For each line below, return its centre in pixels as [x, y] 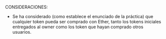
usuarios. [22, 32]
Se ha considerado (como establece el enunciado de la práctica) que [83, 16]
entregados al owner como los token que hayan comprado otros [78, 27]
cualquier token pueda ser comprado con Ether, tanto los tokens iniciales [87, 22]
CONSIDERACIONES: [27, 7]
